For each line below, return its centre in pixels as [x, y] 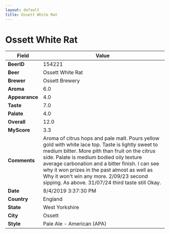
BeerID [16, 64]
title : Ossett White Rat [31, 15]
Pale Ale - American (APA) [75, 224]
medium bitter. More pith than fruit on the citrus [99, 151]
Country [18, 199]
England [53, 199]
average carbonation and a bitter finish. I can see [101, 164]
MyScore [19, 130]
